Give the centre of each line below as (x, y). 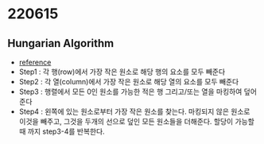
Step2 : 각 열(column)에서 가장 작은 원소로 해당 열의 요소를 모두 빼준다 (129, 82)
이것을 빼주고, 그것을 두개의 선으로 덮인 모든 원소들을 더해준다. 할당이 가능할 (137, 121)
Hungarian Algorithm (61, 43)
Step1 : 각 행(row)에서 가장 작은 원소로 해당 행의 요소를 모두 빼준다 (122, 72)
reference (35, 62)
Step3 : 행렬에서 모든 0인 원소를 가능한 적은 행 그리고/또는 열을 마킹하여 (130, 91)
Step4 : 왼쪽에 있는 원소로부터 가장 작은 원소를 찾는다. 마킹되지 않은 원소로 (134, 111)
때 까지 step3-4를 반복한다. (62, 131)
